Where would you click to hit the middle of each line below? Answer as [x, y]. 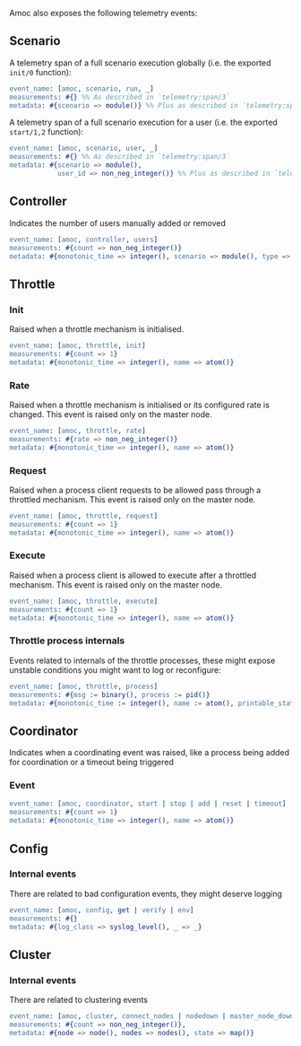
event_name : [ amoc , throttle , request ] [84, 516]
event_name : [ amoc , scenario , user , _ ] [84, 148]
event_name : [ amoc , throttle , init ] [77, 346]
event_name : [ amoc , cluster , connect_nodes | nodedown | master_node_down [152, 1016]
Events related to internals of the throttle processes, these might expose [142, 660]
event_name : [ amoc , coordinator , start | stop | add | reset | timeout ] [148, 804]
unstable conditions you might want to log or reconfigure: [115, 670]
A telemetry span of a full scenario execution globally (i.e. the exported [140, 63]
